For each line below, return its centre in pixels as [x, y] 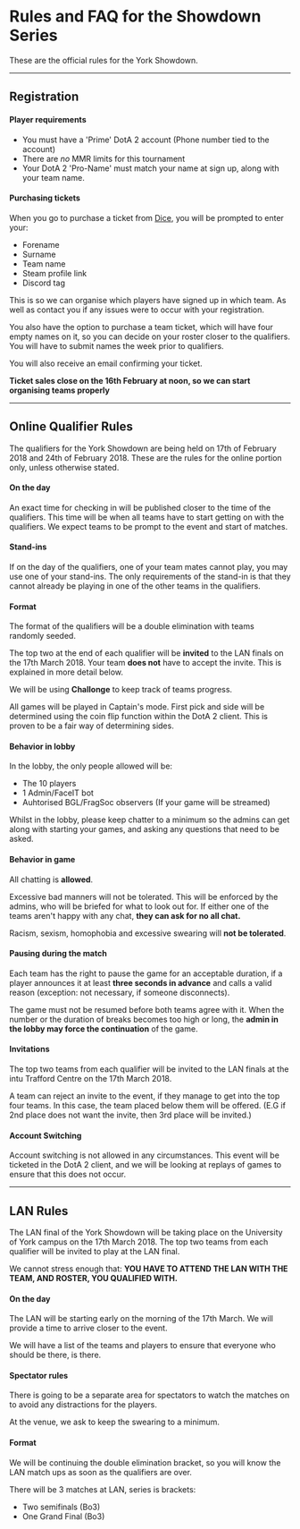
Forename [41, 244]
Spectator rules [39, 1375]
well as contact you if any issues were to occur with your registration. [137, 310]
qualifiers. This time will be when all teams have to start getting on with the [147, 517]
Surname [39, 254]
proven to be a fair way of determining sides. [92, 726]
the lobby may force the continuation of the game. [104, 1028]
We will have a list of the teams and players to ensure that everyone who [143, 1346]
